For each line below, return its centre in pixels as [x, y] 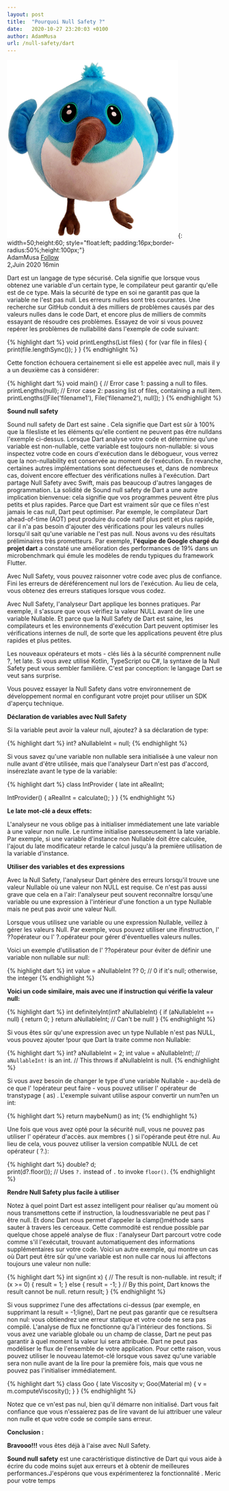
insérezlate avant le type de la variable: [62, 771]
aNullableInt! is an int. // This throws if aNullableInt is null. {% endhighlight [113, 1060]
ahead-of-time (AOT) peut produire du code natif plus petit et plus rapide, [111, 519]
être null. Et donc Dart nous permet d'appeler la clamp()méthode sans [106, 1220]
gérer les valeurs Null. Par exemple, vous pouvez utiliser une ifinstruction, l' [113, 930]
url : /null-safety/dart [41, 44]
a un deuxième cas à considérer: [53, 370]
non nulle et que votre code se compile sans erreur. [80, 1419]
